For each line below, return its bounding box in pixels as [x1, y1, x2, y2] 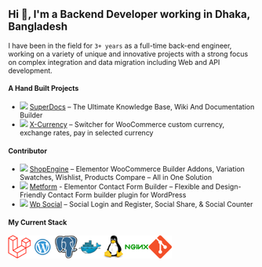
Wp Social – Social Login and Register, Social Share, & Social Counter [29, 200, 253, 209]
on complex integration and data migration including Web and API [8, 57, 220, 67]
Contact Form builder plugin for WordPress [47, 190, 187, 200]
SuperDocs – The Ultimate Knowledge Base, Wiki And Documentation [29, 103, 255, 112]
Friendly [19, 190, 46, 200]
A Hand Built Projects [8, 84, 79, 93]
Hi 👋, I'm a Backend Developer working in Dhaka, [8, 8, 251, 21]
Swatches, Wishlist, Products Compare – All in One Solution [19, 173, 213, 182]
